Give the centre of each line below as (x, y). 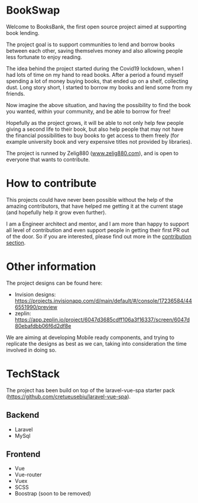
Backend (23, 415)
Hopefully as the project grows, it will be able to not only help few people (95, 122)
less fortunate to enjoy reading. (44, 57)
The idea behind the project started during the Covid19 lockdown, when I (95, 68)
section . (16, 243)
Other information (51, 267)
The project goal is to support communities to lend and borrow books (91, 44)
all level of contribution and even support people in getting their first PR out (98, 230)
